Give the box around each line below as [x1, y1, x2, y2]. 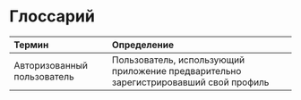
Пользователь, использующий [111, 54, 245, 66]
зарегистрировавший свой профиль [111, 76, 270, 88]
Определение [111, 38, 175, 51]
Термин [13, 38, 49, 51]
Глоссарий [9, 6, 96, 27]
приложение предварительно [111, 64, 242, 77]
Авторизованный [13, 59, 88, 71]
